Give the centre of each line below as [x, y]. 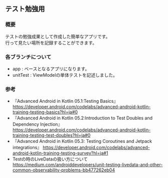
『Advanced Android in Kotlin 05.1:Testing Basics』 [65, 101]
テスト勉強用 [25, 9]
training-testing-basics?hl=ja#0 [45, 112]
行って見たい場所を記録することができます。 [51, 43]
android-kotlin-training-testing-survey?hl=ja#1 [60, 153]
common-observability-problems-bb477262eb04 [64, 170]
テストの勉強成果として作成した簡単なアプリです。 [58, 36]
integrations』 [27, 147]
